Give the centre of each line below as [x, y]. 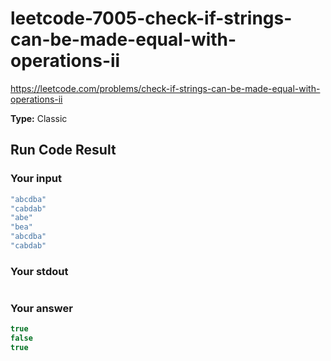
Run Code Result [63, 150]
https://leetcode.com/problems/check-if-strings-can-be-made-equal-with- [165, 88]
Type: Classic [39, 118]
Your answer [41, 309]
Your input [36, 179]
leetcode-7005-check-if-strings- [151, 18]
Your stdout [39, 271]
